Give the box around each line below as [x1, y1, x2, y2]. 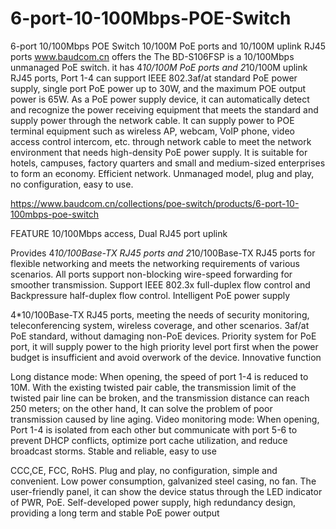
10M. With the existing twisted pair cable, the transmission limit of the [10, 381, 297, 393]
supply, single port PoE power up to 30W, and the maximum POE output [10, 82, 307, 94]
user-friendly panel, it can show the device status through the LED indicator [10, 485, 323, 497]
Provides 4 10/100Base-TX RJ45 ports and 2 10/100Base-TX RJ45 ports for [10, 247, 316, 259]
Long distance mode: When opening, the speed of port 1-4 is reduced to [10, 370, 309, 382]
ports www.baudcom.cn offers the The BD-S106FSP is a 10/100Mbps [10, 50, 295, 62]
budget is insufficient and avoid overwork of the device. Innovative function [10, 351, 322, 363]
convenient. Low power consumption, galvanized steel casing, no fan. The [10, 475, 317, 487]
